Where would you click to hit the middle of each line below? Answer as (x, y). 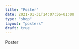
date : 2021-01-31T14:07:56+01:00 (40, 14)
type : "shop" (19, 19)
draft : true (17, 28)
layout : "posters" (24, 24)
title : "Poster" (22, 10)
